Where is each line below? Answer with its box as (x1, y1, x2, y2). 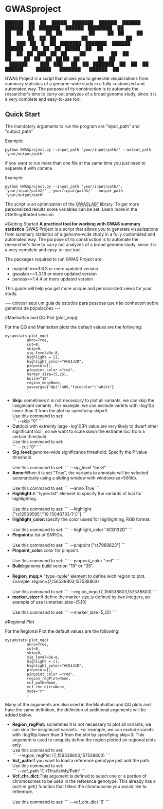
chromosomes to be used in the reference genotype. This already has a (12, 778, 156, 784)
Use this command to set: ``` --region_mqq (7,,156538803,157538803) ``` (12, 588, 157, 594)
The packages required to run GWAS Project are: (5, 256, 103, 262)
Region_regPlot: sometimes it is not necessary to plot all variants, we (12, 721, 152, 727)
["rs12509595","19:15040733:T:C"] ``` (12, 511, 87, 517)
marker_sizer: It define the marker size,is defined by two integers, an (12, 594, 150, 600)
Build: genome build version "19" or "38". (12, 563, 94, 569)
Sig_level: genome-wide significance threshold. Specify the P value (12, 449, 147, 455)
